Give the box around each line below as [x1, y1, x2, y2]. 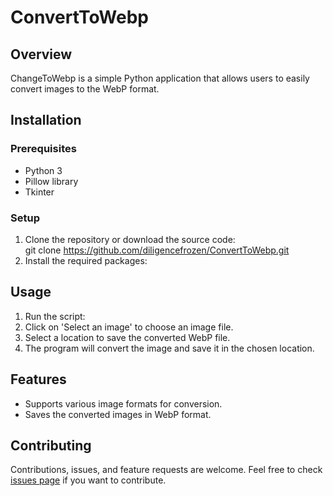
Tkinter [24, 186, 55, 198]
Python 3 [24, 164, 63, 176]
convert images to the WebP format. [10, 83, 160, 95]
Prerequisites [10, 142, 77, 156]
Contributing [10, 437, 92, 454]
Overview [10, 46, 73, 63]
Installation [10, 112, 82, 129]
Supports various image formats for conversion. [24, 397, 223, 410]
